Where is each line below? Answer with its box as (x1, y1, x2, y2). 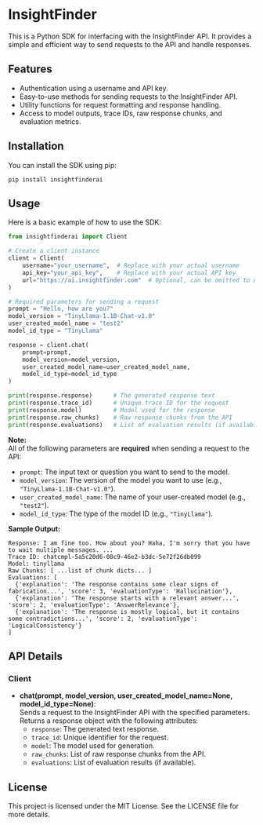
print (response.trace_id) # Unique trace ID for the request (8, 399, 229, 407)
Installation (8, 140, 64, 153)
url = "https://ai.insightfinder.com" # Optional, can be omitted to (22, 276, 250, 284)
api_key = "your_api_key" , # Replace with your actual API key (22, 268, 236, 276)
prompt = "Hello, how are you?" (8, 305, 113, 313)
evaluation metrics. (19, 116, 81, 126)
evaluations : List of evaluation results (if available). (31, 757, 196, 767)
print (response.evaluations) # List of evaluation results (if (8, 421, 225, 429)
